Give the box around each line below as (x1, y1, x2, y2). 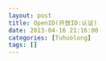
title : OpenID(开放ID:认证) (8, 19, 98, 27)
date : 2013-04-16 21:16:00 (8, 26, 99, 34)
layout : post (8, 11, 52, 20)
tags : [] (8, 41, 38, 49)
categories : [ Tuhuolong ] (8, 33, 92, 42)
